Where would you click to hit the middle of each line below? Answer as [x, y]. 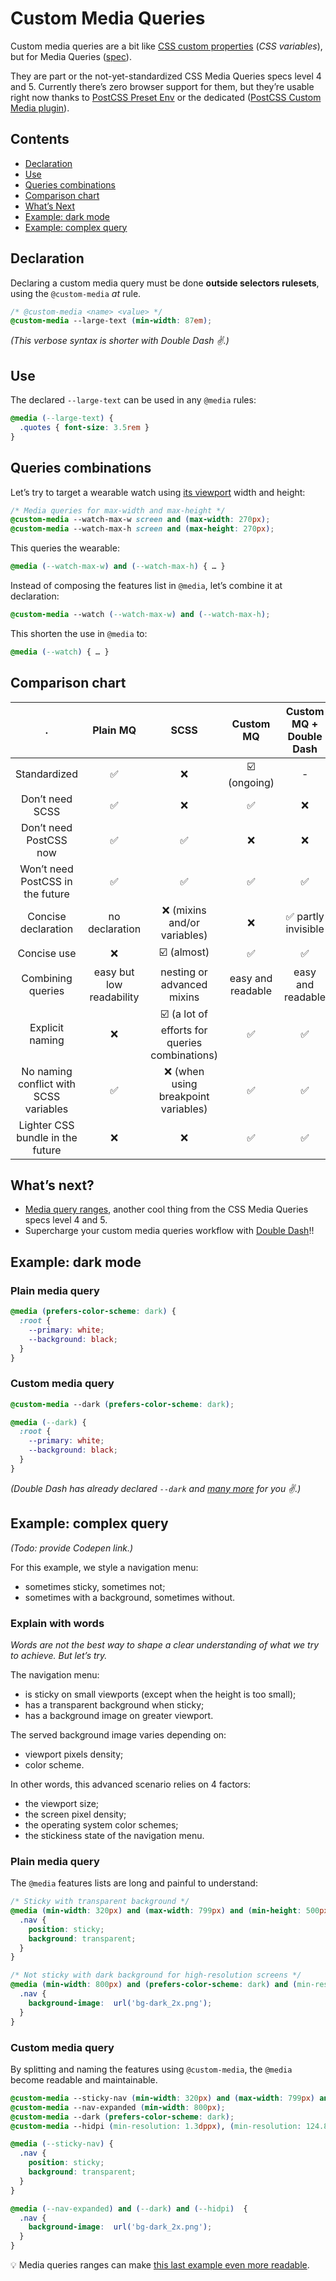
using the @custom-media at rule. [76, 293]
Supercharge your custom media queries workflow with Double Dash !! [169, 1231]
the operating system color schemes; [101, 1824]
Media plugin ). [40, 108]
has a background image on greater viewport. [119, 1715]
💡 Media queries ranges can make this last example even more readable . [160, 2265]
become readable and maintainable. [84, 2079]
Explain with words [57, 1623]
